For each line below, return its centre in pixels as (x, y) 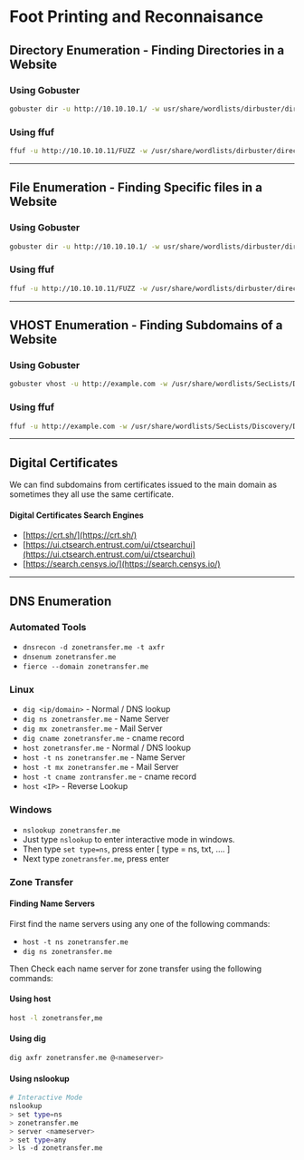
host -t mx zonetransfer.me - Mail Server (100, 767)
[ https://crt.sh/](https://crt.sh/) (80, 535)
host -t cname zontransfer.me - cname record (109, 776)
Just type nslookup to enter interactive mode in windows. (128, 839)
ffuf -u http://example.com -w (68, 426)
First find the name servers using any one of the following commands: (140, 923)
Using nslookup (39, 1078)
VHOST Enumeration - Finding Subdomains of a (146, 325)
